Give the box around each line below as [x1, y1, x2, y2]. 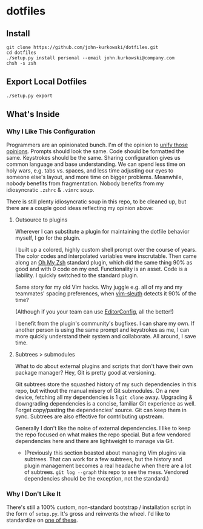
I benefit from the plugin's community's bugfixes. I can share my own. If [15, 320, 195, 327]
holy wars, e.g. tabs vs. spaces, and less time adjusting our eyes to [6, 166, 174, 174]
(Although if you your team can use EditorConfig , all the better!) [15, 307, 174, 315]
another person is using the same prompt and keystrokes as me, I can [15, 326, 190, 333]
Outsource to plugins [15, 216, 68, 223]
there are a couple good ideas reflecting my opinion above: [6, 204, 154, 211]
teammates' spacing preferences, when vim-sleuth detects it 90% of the [15, 289, 197, 297]
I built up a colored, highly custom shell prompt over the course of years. [15, 246, 197, 253]
